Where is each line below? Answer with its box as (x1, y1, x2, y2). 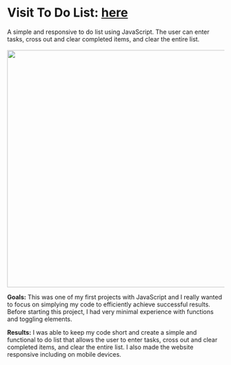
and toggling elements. (7, 315, 72, 323)
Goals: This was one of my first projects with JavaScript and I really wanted (7, 293, 223, 301)
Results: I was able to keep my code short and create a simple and (7, 328, 197, 336)
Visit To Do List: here (7, 5, 128, 21)
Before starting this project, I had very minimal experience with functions (7, 307, 214, 315)
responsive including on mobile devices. (7, 350, 122, 358)
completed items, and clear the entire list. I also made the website (7, 343, 194, 351)
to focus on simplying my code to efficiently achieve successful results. (7, 300, 210, 308)
